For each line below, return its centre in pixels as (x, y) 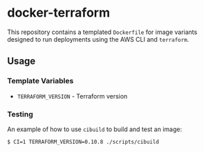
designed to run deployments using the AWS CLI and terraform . (98, 39)
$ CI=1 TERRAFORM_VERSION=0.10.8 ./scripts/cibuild (83, 142)
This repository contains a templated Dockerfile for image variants (102, 32)
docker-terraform (59, 13)
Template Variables (40, 81)
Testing (20, 114)
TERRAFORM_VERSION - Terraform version (72, 96)
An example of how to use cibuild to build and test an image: (94, 129)
